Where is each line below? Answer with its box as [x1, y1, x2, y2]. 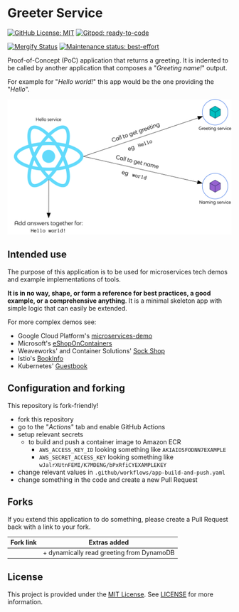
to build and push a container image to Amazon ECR [28, 437, 181, 446]
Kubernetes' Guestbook [17, 361, 87, 370]
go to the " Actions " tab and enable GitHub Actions [17, 422, 166, 431]
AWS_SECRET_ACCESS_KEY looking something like [38, 453, 174, 461]
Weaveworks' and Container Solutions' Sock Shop [17, 346, 166, 355]
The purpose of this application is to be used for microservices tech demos [7, 267, 228, 276]
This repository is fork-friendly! [7, 401, 99, 409]
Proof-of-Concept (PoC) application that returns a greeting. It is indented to [7, 55, 229, 65]
